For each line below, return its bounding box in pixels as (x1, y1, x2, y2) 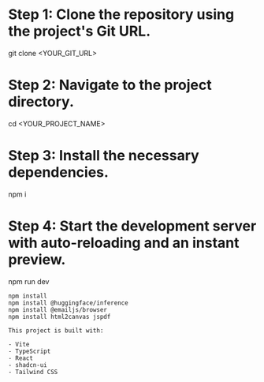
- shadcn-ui (8, 361, 47, 369)
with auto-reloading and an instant (8, 234, 240, 252)
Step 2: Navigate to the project (8, 77, 213, 94)
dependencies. (8, 163, 109, 182)
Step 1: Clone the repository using (8, 6, 235, 24)
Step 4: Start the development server (8, 217, 257, 234)
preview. (8, 251, 66, 268)
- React (8, 354, 34, 362)
